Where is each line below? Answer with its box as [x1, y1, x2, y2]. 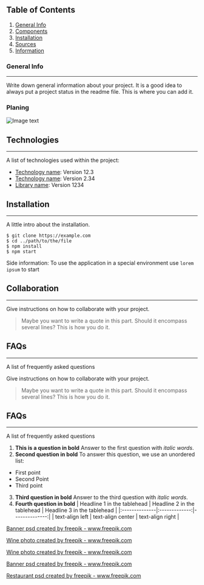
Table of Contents [6, 5, 76, 15]
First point [15, 469, 41, 477]
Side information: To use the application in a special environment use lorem [6, 259, 194, 267]
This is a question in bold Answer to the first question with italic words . [15, 444, 194, 452]
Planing [6, 103, 29, 112]
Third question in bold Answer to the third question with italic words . [15, 494, 188, 501]
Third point [15, 482, 43, 489]
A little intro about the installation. [6, 221, 90, 228]
